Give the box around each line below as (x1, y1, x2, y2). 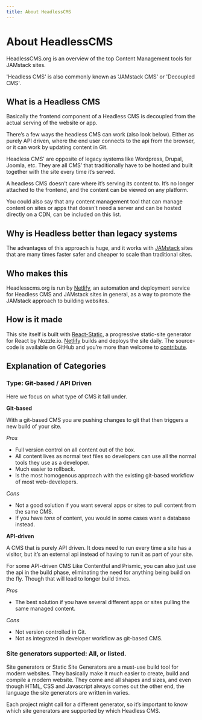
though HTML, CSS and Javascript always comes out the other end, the (6, 683, 185, 690)
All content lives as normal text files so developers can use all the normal (14, 452, 197, 459)
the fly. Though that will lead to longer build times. (6, 575, 131, 582)
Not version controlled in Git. (14, 628, 86, 636)
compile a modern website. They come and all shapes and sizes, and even (6, 676, 191, 683)
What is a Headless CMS (6, 97, 101, 107)
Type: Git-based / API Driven (6, 379, 92, 387)
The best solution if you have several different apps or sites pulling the (14, 598, 190, 605)
